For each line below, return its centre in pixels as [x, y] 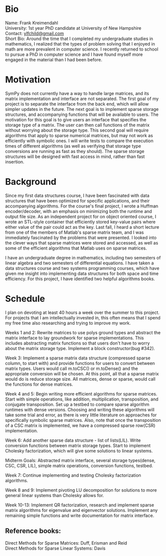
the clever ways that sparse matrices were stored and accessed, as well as [82, 243]
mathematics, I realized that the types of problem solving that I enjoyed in [80, 44]
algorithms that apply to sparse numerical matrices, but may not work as [79, 135]
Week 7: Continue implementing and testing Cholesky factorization [73, 475]
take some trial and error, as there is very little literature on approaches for [81, 415]
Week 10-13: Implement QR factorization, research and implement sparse [80, 505]
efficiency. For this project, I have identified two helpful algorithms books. [80, 279]
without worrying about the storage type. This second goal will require [77, 130]
